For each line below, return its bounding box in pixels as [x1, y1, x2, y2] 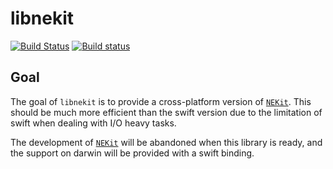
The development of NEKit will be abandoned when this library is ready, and [10, 136, 323, 148]
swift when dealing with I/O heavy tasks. [10, 117, 177, 129]
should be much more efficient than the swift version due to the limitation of [10, 106, 323, 118]
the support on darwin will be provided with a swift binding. [10, 147, 255, 159]
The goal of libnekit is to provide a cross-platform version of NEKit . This [10, 95, 312, 107]
